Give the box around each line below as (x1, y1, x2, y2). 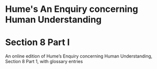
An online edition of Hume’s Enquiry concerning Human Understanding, (5, 53, 152, 59)
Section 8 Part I (5, 37, 70, 48)
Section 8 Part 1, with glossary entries (5, 59, 83, 65)
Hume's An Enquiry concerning (5, 3, 138, 15)
